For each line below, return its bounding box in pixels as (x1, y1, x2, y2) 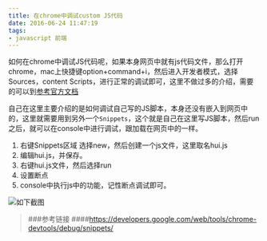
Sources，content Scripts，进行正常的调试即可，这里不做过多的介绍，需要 (8, 77, 254, 86)
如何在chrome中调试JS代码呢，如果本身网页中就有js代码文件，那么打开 (8, 57, 244, 66)
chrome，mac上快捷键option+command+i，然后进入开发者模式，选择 (8, 67, 238, 77)
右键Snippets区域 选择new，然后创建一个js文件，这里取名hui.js (19, 140, 228, 150)
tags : (8, 26, 26, 34)
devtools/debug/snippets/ (27, 223, 114, 233)
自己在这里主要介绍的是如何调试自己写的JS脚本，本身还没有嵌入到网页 (8, 104, 241, 113)
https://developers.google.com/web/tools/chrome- (89, 215, 257, 224)
